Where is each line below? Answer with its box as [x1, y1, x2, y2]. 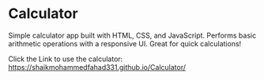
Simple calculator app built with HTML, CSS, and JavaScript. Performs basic [8, 31, 257, 40]
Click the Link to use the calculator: [8, 54, 123, 64]
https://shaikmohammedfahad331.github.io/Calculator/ [8, 62, 186, 71]
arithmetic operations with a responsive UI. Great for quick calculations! [8, 38, 242, 48]
